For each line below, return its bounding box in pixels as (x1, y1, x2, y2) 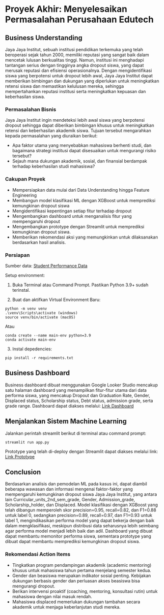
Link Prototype (5, 453, 35, 459)
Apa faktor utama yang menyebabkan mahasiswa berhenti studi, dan (12, 142, 152, 148)
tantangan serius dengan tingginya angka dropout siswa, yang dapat (5, 63, 144, 68)
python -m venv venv (5, 306, 48, 311)
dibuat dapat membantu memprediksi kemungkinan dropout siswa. (5, 539, 140, 545)
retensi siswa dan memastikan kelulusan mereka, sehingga (5, 83, 124, 89)
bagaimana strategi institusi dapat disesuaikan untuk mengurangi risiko (12, 148, 156, 154)
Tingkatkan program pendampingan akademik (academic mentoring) (12, 562, 152, 568)
